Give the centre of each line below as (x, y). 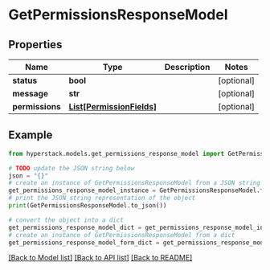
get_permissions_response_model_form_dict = (84, 243)
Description (187, 67)
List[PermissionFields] (112, 106)
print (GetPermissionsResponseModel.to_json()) (88, 206)
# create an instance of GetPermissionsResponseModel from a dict (122, 235)
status (25, 80)
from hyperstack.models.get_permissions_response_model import (117, 153)
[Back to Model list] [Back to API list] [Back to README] (100, 258)
